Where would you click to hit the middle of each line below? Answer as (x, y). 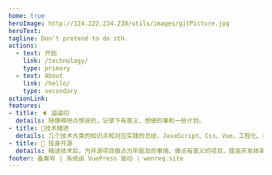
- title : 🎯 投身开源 (40, 143)
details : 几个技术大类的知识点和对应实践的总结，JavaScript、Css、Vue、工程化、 (139, 135)
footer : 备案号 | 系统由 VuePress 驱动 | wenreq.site (96, 158)
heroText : (25, 31)
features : (25, 106)
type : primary (47, 69)
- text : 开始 (36, 53)
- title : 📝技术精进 (39, 128)
